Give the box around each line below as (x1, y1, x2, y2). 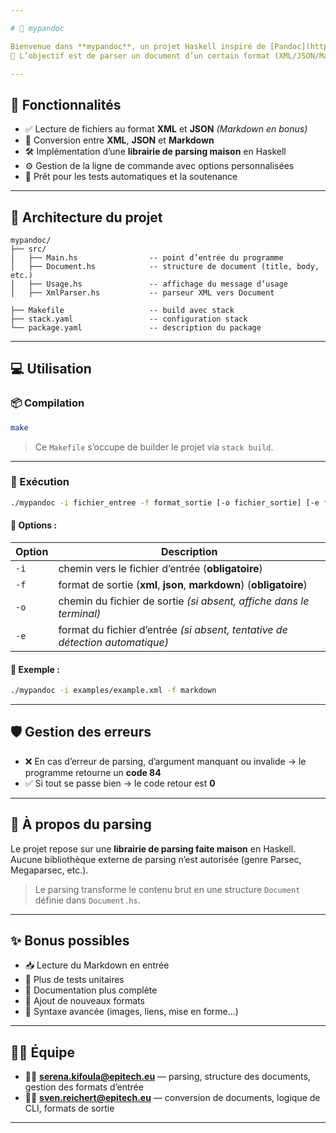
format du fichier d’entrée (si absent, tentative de (58, 622, 288, 636)
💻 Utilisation (10, 361, 92, 378)
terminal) (58, 606, 102, 620)
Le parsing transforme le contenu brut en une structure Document (34, 883, 301, 895)
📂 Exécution (10, 475, 70, 489)
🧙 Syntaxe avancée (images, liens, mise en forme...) (24, 1006, 239, 1018)
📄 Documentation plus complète (24, 984, 158, 996)
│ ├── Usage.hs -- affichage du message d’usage (10, 279, 288, 289)
